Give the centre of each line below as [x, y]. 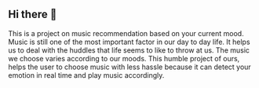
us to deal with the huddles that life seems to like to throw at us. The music [129, 50]
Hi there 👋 [33, 15]
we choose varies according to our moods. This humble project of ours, [124, 58]
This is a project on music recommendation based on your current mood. [126, 33]
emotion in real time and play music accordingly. [86, 75]
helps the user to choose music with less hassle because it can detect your [129, 67]
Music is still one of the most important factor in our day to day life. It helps [129, 42]
